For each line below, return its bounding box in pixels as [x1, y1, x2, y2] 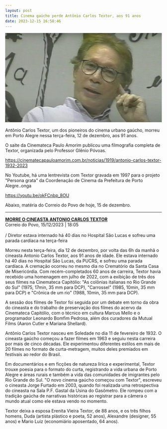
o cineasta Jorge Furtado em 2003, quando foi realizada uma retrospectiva [5, 382, 159, 388]
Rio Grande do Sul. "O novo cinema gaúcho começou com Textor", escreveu [5, 377, 162, 383]
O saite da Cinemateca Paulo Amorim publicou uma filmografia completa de [5, 142, 161, 148]
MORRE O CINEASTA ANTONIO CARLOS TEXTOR [5, 216, 108, 222]
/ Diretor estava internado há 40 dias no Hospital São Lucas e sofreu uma [5, 232, 156, 238]
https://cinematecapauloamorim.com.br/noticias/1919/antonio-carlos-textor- [5, 157, 162, 163]
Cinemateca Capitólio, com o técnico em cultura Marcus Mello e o [5, 310, 140, 316]
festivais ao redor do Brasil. [5, 351, 61, 357]
